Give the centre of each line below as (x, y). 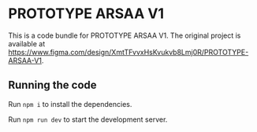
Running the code (52, 85)
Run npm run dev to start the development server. (88, 119)
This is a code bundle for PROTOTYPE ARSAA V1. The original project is (125, 35)
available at (27, 43)
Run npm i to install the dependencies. (70, 104)
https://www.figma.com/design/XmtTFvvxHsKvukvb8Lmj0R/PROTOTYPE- (128, 52)
